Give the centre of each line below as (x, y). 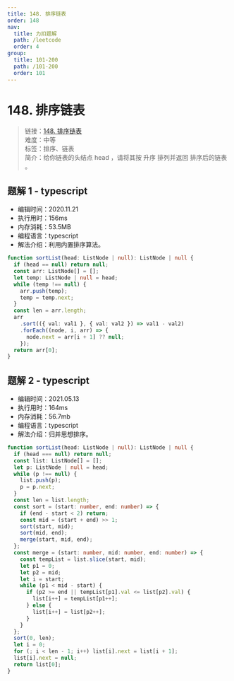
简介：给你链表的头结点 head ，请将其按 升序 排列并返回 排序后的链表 (126, 158)
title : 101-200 (36, 60)
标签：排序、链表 (49, 149)
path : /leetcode (37, 40)
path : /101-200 (36, 66)
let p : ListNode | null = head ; (61, 467)
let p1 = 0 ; (37, 566)
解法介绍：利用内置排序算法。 (61, 245)
